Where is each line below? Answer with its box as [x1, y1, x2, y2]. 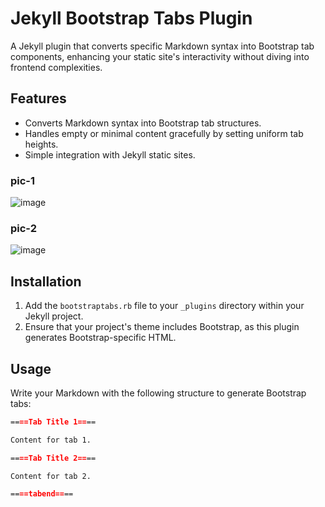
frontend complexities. [10, 61, 103, 73]
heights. [24, 138, 59, 150]
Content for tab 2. [10, 471, 92, 481]
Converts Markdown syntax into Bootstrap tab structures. [24, 117, 262, 129]
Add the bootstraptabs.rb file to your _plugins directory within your [24, 300, 305, 312]
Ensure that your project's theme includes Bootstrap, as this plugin [24, 321, 300, 333]
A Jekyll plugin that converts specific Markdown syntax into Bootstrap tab [10, 40, 315, 52]
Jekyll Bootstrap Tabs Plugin [10, 7, 253, 30]
